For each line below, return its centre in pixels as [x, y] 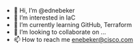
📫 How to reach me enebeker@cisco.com [73, 40]
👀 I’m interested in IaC [44, 18]
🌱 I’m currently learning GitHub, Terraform [73, 25]
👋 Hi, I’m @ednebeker [44, 10]
